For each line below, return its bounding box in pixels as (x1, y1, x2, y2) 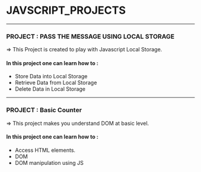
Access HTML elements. (14, 146, 76, 153)
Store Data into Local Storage (14, 73, 88, 80)
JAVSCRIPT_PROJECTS (6, 4, 126, 17)
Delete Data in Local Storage (14, 85, 86, 93)
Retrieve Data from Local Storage (14, 79, 98, 87)
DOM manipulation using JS (14, 159, 84, 166)
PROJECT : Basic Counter (6, 106, 82, 114)
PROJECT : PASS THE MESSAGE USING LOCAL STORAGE (6, 32, 175, 41)
